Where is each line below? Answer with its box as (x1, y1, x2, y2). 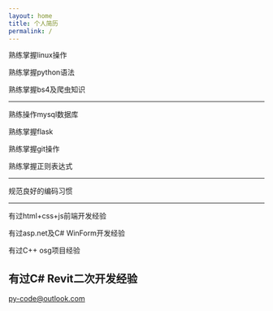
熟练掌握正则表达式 (8, 162, 73, 171)
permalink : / (8, 27, 53, 35)
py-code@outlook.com (8, 294, 85, 304)
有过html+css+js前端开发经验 (8, 211, 107, 221)
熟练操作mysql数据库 (8, 110, 79, 119)
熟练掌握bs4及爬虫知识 (8, 84, 86, 94)
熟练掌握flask (8, 127, 54, 136)
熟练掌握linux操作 (8, 50, 67, 60)
